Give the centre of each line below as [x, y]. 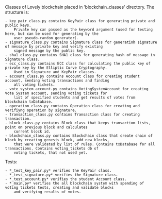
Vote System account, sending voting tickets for [56, 93]
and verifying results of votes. [48, 192]
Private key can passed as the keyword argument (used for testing [83, 30]
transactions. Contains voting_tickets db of [52, 149]
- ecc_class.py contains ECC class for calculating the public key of [78, 64]
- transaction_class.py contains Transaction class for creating [72, 115]
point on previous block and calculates [47, 127]
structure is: [17, 12]
